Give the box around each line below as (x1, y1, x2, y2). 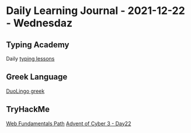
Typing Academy (6, 40, 70, 50)
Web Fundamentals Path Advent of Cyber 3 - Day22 (6, 120, 131, 127)
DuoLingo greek (6, 87, 45, 94)
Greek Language (6, 72, 68, 82)
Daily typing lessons (6, 55, 55, 62)
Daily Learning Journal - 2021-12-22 (6, 4, 185, 17)
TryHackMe (6, 104, 50, 114)
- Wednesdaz (6, 16, 73, 30)
